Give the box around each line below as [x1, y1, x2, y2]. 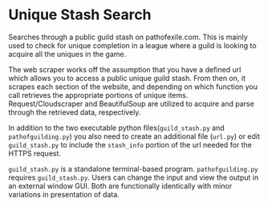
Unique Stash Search [8, 6, 152, 24]
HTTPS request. [8, 148, 62, 158]
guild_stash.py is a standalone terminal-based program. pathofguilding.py [8, 164, 258, 173]
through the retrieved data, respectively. [8, 107, 141, 117]
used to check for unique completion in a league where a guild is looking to [8, 40, 257, 50]
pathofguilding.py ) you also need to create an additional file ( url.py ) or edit [8, 131, 261, 141]
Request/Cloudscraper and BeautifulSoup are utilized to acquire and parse [8, 99, 254, 108]
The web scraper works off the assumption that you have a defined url [8, 64, 242, 74]
